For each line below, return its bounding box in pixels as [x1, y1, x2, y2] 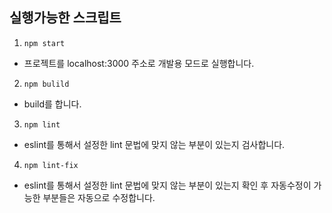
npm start [23, 38, 66, 48]
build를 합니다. [23, 98, 82, 110]
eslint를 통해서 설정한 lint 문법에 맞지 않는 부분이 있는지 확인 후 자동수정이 [23, 179, 312, 191]
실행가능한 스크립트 [9, 9, 122, 27]
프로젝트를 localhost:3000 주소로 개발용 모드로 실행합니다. [23, 57, 255, 69]
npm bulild [23, 79, 70, 89]
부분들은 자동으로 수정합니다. [42, 191, 156, 203]
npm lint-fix [23, 160, 79, 170]
